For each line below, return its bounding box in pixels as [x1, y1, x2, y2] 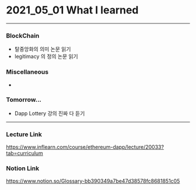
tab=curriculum [6, 150, 44, 157]
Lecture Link [6, 130, 43, 138]
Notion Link [6, 164, 40, 172]
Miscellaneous [6, 68, 48, 76]
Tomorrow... [6, 96, 42, 104]
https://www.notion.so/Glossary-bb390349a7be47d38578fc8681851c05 [6, 178, 180, 185]
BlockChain [6, 32, 40, 40]
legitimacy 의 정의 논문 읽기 [14, 53, 78, 60]
